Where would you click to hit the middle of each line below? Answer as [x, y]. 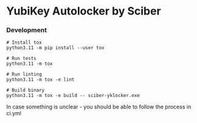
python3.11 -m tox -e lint [40, 80]
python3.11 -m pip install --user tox [55, 48]
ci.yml [14, 113]
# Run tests [21, 59]
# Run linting [24, 75]
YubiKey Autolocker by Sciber [84, 11]
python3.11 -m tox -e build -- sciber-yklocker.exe [73, 96]
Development [27, 30]
